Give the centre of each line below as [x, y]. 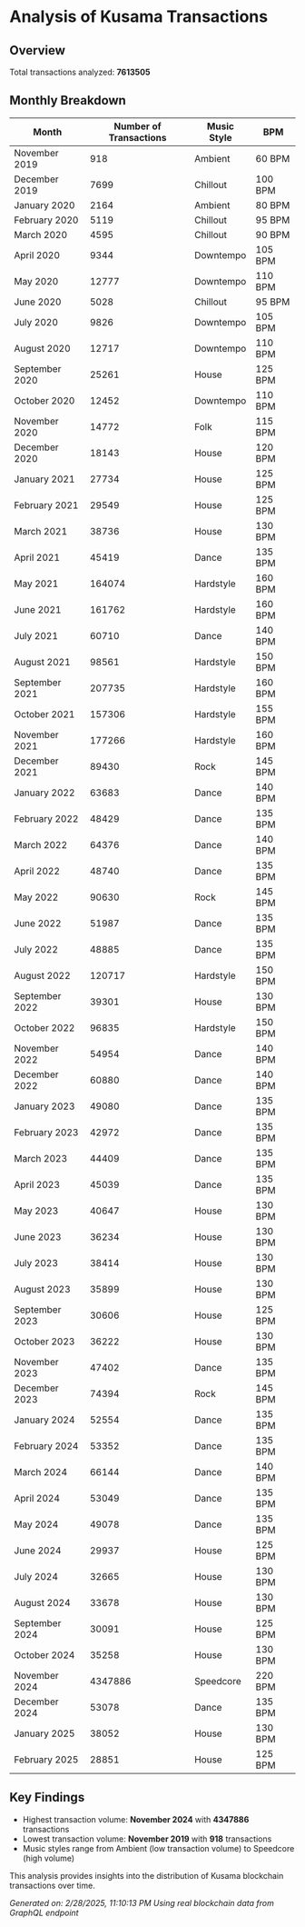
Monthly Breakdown [68, 100]
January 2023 [44, 1106]
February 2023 [46, 1132]
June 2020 [38, 302]
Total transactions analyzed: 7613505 [80, 72]
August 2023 [42, 1289]
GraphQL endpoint [44, 1912]
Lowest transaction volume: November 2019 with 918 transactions [147, 1839]
